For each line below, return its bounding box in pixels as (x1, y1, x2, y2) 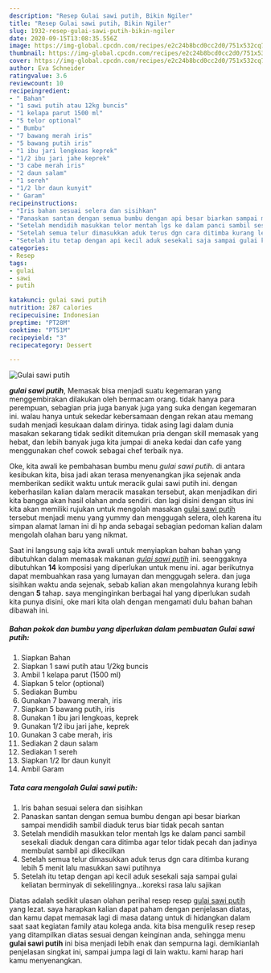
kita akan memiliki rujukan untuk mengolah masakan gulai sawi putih (9, 505, 236, 514)
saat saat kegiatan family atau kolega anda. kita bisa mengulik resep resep (9, 921, 256, 931)
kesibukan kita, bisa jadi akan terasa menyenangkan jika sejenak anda (9, 470, 240, 480)
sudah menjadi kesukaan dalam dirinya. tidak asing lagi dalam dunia (9, 420, 234, 430)
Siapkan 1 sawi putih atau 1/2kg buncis (20, 662, 149, 672)
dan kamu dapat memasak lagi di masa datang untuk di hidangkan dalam (9, 913, 251, 923)
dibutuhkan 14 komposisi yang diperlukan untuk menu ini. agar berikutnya (9, 563, 254, 572)
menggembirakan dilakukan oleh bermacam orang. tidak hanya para (9, 394, 236, 404)
